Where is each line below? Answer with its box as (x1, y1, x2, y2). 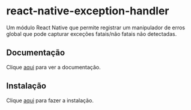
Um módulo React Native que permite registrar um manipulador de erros (6, 24, 185, 31)
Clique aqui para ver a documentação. (6, 63, 101, 71)
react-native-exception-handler (6, 4, 169, 18)
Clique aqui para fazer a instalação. (6, 97, 94, 104)
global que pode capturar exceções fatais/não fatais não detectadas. (6, 30, 177, 37)
